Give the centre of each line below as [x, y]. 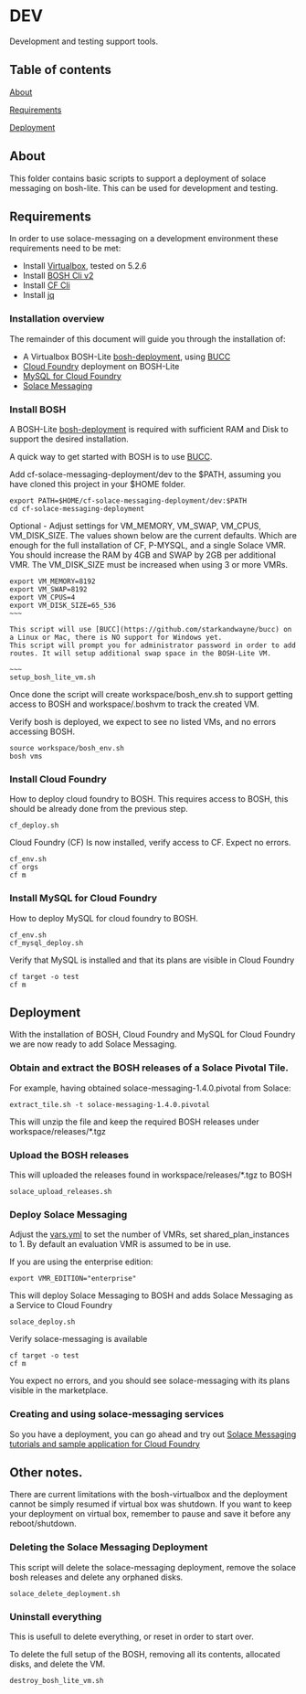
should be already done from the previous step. [99, 809]
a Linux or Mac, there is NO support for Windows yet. [116, 637]
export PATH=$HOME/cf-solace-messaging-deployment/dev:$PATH [128, 501]
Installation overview [57, 319]
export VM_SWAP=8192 [49, 589]
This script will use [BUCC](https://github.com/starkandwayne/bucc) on [151, 629]
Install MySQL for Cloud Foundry [84, 899]
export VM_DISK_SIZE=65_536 [63, 605]
